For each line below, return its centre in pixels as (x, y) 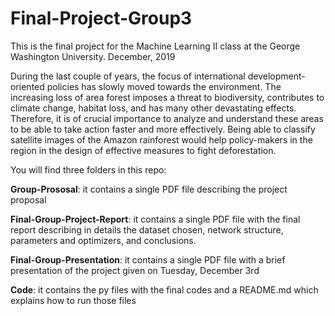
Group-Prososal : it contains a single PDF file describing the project (149, 189)
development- (276, 76)
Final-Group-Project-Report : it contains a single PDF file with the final (155, 219)
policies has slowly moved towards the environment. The (164, 86)
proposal (28, 199)
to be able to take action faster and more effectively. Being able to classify (163, 129)
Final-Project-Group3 (101, 18)
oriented (27, 86)
